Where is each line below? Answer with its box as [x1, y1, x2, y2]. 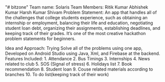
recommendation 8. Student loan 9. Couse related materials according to [5, 66, 153, 72]
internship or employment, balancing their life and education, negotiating [5, 20, 153, 26]
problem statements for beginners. [5, 36, 76, 41]
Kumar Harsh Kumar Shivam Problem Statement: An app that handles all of [5, 9, 157, 15]
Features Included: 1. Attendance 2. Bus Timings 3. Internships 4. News [5, 56, 150, 61]
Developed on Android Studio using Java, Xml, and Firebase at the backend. [5, 50, 161, 56]
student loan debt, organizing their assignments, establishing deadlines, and [5, 25, 161, 31]
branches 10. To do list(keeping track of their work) [5, 72, 109, 77]
